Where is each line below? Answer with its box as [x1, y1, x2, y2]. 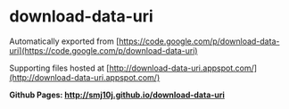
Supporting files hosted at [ [9, 63, 110, 73]
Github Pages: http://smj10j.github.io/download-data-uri [9, 89, 226, 100]
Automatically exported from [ [9, 36, 120, 46]
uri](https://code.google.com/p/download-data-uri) [9, 45, 198, 55]
